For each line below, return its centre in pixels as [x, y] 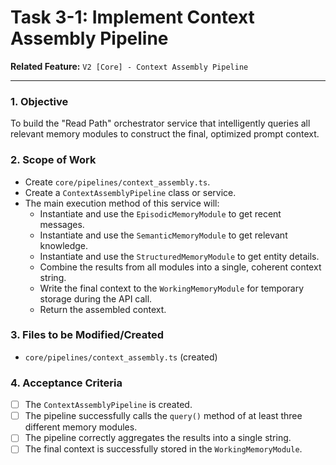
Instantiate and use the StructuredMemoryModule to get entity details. [179, 256]
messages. [62, 224]
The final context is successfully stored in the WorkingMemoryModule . [163, 449]
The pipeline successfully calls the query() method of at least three [163, 416]
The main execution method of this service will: [122, 203]
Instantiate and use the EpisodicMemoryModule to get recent [160, 213]
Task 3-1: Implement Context [132, 17]
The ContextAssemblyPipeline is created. [108, 405]
